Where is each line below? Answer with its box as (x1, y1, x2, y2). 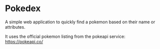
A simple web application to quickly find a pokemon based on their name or (5, 19, 156, 25)
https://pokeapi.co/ (5, 38, 44, 44)
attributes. (5, 24, 26, 30)
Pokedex (5, 3, 41, 14)
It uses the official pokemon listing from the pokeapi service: (5, 33, 126, 39)
